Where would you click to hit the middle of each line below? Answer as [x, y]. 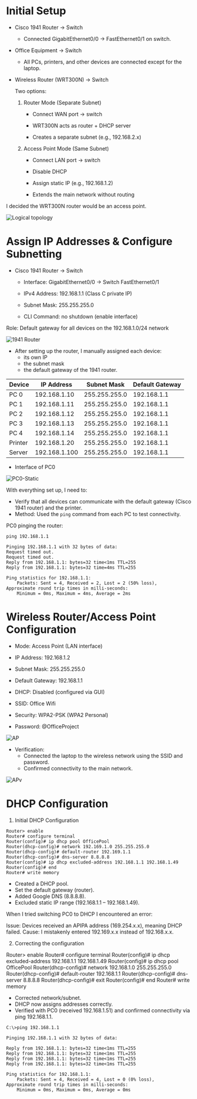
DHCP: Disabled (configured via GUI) [60, 692]
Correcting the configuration [49, 943]
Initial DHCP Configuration [47, 820]
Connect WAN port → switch [67, 114]
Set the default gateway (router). [54, 890]
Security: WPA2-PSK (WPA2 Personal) [61, 715]
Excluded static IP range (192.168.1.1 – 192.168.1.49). [77, 902]
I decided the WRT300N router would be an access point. [76, 206]
